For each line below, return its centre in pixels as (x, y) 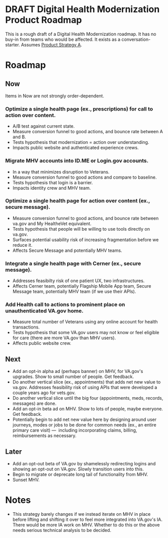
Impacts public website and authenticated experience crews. (76, 148)
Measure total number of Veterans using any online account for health (85, 322)
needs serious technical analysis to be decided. (62, 530)
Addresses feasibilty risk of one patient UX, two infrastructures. (78, 281)
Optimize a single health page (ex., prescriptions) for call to (79, 109)
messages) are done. (34, 403)
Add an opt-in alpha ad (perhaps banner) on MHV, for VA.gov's (78, 371)
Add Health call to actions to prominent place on (65, 305)
